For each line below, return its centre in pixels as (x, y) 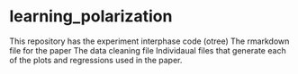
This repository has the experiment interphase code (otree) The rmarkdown (149, 41)
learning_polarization (91, 16)
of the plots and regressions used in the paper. (96, 60)
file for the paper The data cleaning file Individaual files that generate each (148, 50)
